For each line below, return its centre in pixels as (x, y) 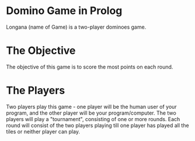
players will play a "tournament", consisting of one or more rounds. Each (93, 119)
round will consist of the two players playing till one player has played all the (97, 125)
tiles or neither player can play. (43, 131)
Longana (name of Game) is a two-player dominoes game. (76, 27)
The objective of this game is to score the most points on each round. (90, 67)
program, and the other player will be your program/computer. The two (91, 113)
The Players (36, 90)
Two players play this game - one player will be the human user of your (91, 106)
